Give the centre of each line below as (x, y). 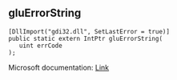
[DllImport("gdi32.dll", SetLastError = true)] (89, 31)
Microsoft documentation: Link (59, 67)
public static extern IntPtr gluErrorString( (85, 38)
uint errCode (40, 46)
